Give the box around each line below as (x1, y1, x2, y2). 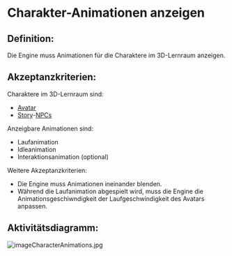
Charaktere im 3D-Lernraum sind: (7, 89, 104, 98)
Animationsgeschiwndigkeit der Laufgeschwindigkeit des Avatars (17, 194, 205, 203)
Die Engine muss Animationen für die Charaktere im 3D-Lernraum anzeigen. (7, 51, 226, 59)
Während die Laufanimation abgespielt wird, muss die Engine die (17, 187, 204, 195)
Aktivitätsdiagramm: (7, 222, 99, 234)
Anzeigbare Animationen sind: (7, 124, 94, 133)
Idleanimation (17, 145, 57, 153)
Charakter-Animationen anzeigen (7, 5, 206, 21)
